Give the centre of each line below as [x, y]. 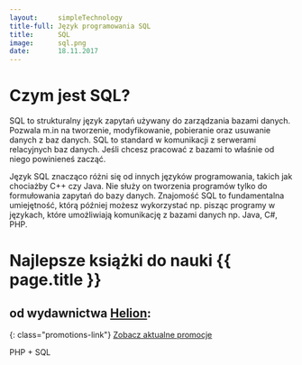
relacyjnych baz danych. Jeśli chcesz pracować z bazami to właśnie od [142, 150]
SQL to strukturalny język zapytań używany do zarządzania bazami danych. [150, 121]
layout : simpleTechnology [66, 18]
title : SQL [40, 34]
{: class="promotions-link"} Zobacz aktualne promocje [111, 335]
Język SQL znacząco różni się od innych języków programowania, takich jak [151, 177]
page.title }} [55, 280]
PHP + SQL [30, 352]
